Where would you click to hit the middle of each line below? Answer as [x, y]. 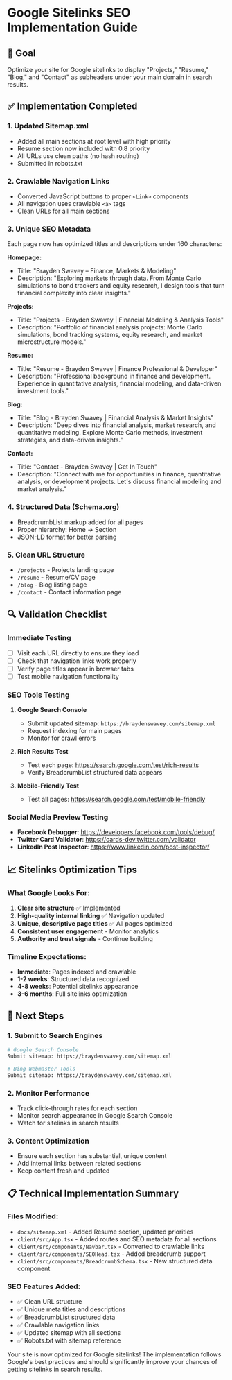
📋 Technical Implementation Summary [93, 1193]
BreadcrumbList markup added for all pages [80, 522]
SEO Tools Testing [38, 695]
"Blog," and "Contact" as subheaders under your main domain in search [110, 77]
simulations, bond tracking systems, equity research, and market [110, 335]
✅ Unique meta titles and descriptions [71, 1309]
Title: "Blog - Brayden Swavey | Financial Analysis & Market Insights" [115, 418]
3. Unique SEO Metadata [49, 229]
